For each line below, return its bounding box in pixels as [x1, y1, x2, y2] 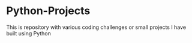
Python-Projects [6, 4, 91, 18]
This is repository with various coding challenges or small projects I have [6, 24, 187, 31]
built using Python [6, 29, 51, 37]
